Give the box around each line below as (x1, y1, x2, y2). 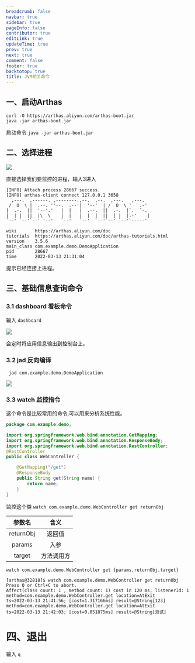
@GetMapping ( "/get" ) (16, 465, 67, 470)
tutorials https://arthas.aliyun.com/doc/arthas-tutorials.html (6, 233, 168, 239)
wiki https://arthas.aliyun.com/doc (6, 228, 111, 234)
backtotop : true (6, 68, 46, 74)
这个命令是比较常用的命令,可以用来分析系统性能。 (6, 410, 126, 417)
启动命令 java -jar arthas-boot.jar (6, 129, 93, 136)
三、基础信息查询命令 (6, 283, 83, 293)
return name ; (27, 480, 59, 486)
